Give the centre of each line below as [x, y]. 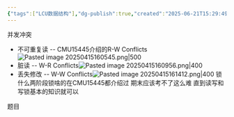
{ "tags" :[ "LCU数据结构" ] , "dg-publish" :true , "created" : [86, 14]
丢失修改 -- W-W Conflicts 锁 [119, 74]
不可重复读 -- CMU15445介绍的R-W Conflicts [82, 49]
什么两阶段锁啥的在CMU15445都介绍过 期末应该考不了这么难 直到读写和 [120, 83]
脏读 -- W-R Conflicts [48, 65]
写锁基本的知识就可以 [48, 91]
